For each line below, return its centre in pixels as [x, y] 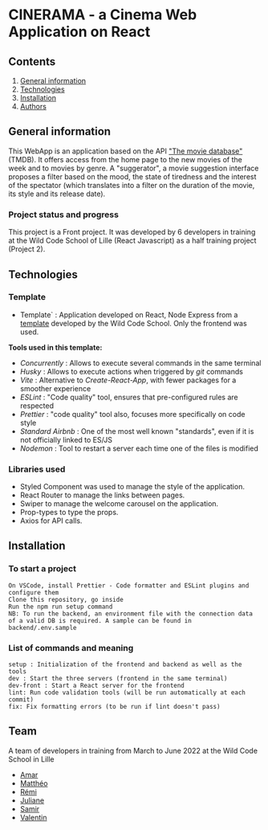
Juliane [32, 800]
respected [37, 405]
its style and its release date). [57, 194]
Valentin [33, 817]
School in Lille [31, 759]
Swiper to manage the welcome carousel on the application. [119, 504]
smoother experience [55, 388]
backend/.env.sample [43, 628]
